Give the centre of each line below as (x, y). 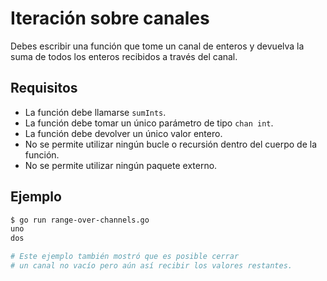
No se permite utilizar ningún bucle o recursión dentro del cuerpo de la (171, 144)
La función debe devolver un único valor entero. (123, 133)
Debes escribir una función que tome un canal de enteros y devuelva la (157, 46)
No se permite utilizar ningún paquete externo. (121, 165)
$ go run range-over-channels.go (80, 220)
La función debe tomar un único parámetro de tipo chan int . (149, 123)
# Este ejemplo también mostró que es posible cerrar (125, 257)
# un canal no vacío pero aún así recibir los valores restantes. (151, 266)
